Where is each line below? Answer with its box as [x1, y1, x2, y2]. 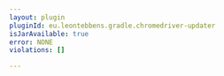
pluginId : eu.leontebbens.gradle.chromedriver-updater [9, 21, 216, 30]
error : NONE [9, 37, 53, 47]
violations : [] [9, 46, 66, 55]
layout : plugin [9, 12, 66, 22]
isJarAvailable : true [9, 29, 89, 38]
